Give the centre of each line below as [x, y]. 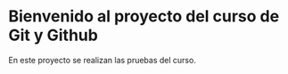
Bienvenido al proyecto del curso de [144, 16]
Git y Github [53, 35]
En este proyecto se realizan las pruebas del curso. [103, 60]
